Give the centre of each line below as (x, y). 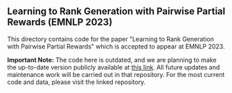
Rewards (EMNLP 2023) (60, 23)
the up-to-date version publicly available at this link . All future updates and (114, 67)
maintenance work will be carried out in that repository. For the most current (116, 74)
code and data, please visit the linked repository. (77, 82)
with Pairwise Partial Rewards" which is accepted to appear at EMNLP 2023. (116, 46)
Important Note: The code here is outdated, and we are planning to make (112, 60)
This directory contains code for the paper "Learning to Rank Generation (111, 39)
